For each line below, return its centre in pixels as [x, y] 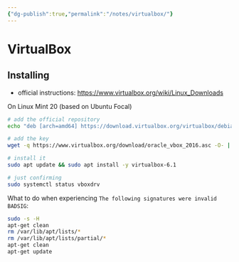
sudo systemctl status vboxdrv [54, 184]
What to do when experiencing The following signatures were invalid [112, 198]
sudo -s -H [23, 219]
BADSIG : [18, 205]
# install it [27, 158]
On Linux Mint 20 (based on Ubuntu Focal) [70, 106]
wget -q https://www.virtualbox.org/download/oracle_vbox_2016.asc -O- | [119, 146]
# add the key [28, 139]
